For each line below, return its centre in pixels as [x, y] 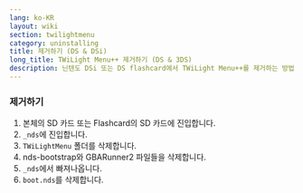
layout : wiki [34, 26]
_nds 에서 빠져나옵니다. [62, 169]
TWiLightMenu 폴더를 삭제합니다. [80, 146]
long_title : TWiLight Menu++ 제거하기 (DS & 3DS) [101, 60]
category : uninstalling [54, 43]
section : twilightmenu [52, 34]
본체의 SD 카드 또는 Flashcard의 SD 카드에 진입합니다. [119, 123]
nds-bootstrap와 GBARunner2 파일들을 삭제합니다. [114, 157]
